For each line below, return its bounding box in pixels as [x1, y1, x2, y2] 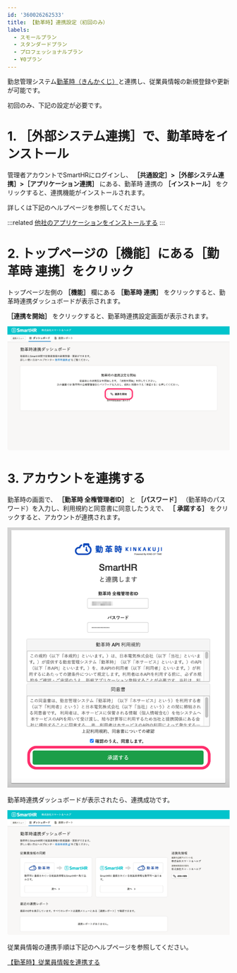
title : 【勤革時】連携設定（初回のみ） [7, 18, 109, 26]
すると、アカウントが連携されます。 [19, 512, 125, 521]
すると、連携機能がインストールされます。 [25, 188, 149, 197]
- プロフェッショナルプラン [13, 49, 83, 56]
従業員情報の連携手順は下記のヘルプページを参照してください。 [7, 943, 193, 952]
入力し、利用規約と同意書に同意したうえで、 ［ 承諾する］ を [37, 504, 217, 512]
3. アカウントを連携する [7, 470, 146, 486]
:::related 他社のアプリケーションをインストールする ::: [7, 218, 166, 226]
